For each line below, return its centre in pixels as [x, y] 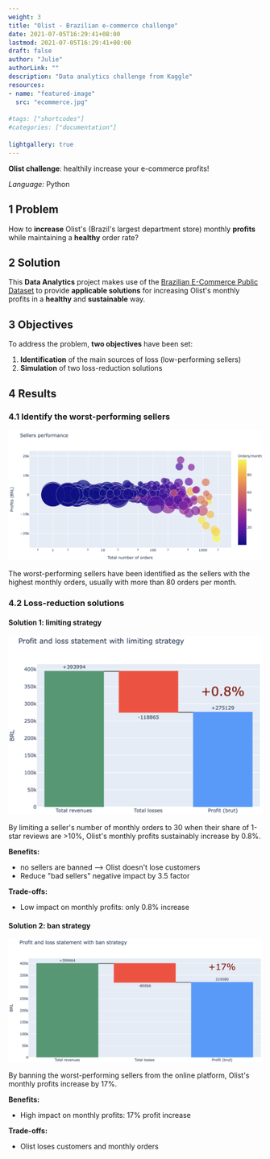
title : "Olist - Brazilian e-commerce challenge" [93, 25]
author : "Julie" [35, 60]
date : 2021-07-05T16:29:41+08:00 [64, 34]
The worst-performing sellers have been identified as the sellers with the [129, 574]
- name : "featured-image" [52, 93]
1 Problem [33, 210]
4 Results [33, 394]
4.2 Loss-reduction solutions [66, 603]
